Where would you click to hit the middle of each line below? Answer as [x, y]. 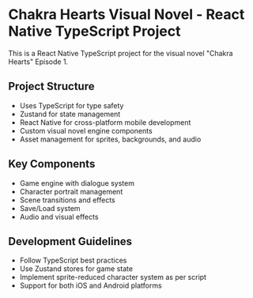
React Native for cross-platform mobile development [105, 122]
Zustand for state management [70, 114]
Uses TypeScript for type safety [72, 105]
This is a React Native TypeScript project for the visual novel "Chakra [121, 53]
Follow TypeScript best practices [73, 260]
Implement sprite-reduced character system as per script [113, 277]
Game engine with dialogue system [77, 183]
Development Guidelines [70, 241]
